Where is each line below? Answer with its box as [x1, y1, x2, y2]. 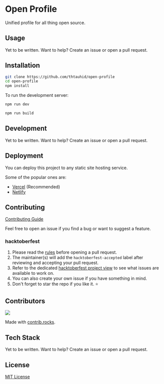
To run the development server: [5, 92, 69, 98]
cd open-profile [5, 79, 38, 84]
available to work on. [12, 270, 55, 276]
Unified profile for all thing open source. [5, 20, 86, 26]
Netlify [12, 189, 26, 195]
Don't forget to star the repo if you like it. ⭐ [12, 281, 99, 287]
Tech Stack [5, 333, 40, 342]
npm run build [5, 111, 34, 116]
